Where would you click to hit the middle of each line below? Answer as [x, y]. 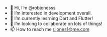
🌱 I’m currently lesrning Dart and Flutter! [51, 18]
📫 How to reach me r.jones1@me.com [49, 29]
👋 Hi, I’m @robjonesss [33, 8]
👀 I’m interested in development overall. [51, 13]
